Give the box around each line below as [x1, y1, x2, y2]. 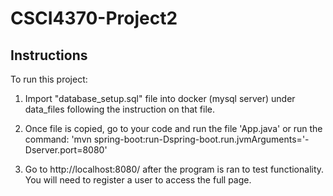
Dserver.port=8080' [24, 144, 108, 156]
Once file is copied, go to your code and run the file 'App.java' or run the [24, 123, 323, 134]
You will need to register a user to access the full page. [24, 174, 252, 186]
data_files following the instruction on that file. [24, 103, 216, 115]
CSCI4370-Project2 [10, 7, 178, 30]
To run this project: [10, 73, 88, 85]
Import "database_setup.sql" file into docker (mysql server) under [24, 93, 296, 104]
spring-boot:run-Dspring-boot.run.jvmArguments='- [93, 133, 310, 145]
